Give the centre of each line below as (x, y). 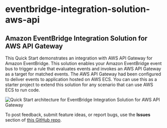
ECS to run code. (23, 90)
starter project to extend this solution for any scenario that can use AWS (79, 84)
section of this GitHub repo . (34, 120)
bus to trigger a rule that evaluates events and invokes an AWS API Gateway (83, 69)
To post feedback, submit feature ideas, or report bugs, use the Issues (78, 114)
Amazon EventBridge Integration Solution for (77, 38)
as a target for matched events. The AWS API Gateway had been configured (83, 74)
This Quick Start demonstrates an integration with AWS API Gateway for (79, 58)
